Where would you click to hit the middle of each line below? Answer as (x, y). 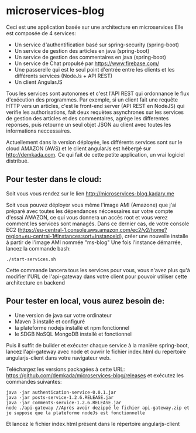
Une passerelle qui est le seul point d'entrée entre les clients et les (94, 69)
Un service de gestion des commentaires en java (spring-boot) (90, 57)
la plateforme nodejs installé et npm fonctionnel (72, 327)
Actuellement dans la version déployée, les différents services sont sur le (94, 142)
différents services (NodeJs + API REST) (63, 76)
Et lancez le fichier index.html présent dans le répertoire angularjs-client (93, 424)
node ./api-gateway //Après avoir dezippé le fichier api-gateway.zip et (98, 408)
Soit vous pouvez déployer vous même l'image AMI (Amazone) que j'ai (91, 205)
